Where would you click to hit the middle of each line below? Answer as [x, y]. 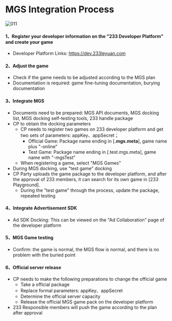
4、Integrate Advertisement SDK [41, 208]
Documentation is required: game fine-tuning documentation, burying [86, 83]
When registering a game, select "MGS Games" [71, 163]
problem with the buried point [44, 255]
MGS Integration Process [60, 10]
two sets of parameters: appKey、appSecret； [70, 135]
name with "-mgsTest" [52, 157]
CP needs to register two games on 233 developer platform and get [92, 129]
